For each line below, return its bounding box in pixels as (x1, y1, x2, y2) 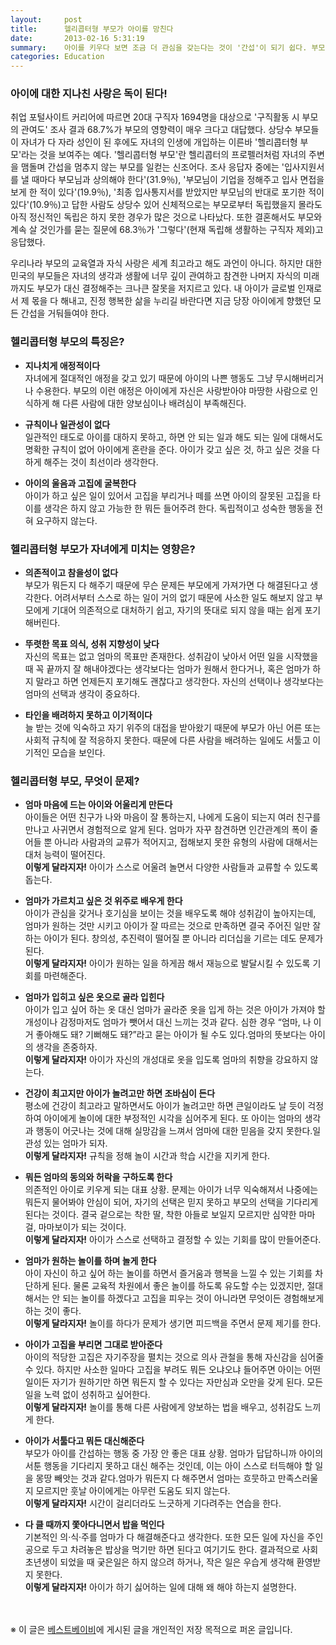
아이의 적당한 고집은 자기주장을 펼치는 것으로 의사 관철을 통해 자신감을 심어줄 (24, 1351, 325, 1363)
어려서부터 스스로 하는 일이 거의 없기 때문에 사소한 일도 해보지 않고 (54, 592, 313, 604)
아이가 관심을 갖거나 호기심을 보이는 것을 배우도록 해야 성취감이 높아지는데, (24, 907, 317, 920)
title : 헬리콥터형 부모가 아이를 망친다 (10, 24, 174, 34)
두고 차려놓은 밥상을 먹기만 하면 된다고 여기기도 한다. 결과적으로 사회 (51, 1544, 319, 1556)
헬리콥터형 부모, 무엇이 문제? (10, 774, 140, 788)
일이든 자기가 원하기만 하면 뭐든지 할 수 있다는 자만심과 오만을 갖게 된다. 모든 (24, 1376, 324, 1388)
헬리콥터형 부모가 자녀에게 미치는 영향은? (10, 542, 196, 556)
